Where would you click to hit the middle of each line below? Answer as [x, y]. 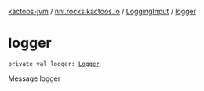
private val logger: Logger [54, 64]
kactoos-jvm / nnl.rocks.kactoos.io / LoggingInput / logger [102, 11]
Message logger [35, 78]
